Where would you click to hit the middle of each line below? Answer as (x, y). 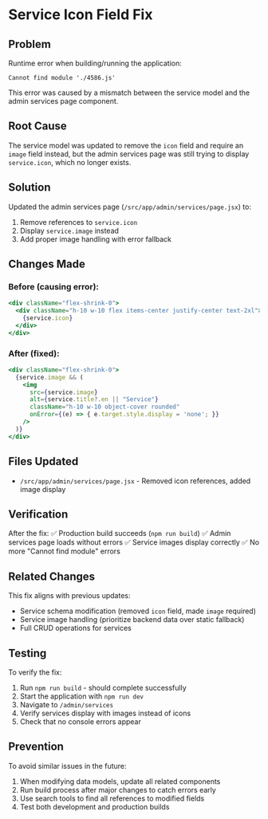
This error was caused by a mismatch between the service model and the (129, 93)
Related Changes (52, 576)
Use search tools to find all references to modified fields (112, 798)
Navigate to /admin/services (67, 704)
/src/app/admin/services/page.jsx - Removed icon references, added (135, 481)
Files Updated (43, 461)
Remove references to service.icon (79, 222)
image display (43, 489)
